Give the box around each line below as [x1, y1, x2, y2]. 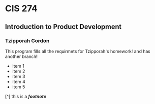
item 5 [12, 84, 26, 90]
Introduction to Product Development [5, 23, 122, 31]
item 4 [12, 78, 26, 84]
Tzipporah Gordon [5, 37, 50, 44]
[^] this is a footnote [5, 93, 47, 99]
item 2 [12, 68, 26, 74]
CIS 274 [5, 3, 38, 14]
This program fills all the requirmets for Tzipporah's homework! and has [5, 48, 151, 54]
